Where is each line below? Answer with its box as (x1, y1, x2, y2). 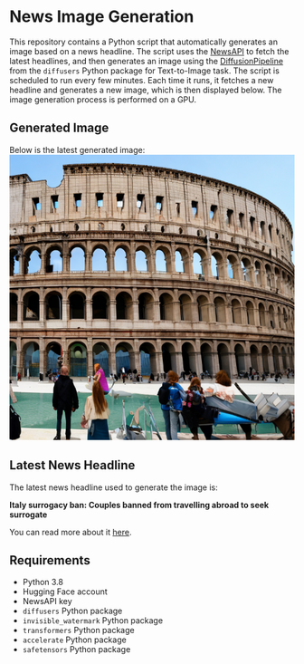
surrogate (9, 509, 48, 520)
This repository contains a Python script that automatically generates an (9, 36, 279, 47)
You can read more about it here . (9, 526, 132, 537)
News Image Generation (9, 6, 195, 27)
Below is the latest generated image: (9, 144, 146, 155)
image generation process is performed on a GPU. (9, 93, 197, 105)
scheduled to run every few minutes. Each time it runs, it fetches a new (9, 74, 274, 85)
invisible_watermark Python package (22, 615, 164, 626)
